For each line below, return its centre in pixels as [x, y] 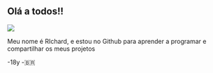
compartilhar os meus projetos [51, 49]
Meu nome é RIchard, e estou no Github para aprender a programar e [107, 41]
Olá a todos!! [36, 11]
